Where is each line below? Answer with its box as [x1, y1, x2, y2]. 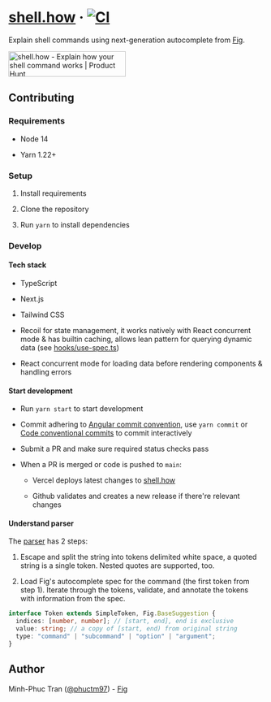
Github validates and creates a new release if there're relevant [32, 492, 241, 501]
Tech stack [8, 260, 47, 270]
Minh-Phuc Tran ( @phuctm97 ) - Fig [8, 683, 128, 694]
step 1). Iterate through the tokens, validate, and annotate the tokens [19, 585, 249, 595]
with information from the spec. [19, 594, 126, 604]
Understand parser [8, 518, 75, 528]
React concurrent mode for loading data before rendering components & [19, 358, 263, 369]
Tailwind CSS [19, 310, 65, 320]
